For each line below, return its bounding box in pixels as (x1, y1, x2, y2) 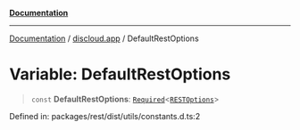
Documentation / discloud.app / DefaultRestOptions (9, 33, 199, 44)
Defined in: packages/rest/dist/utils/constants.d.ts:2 (9, 110, 201, 121)
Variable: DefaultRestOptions (9, 64, 231, 85)
